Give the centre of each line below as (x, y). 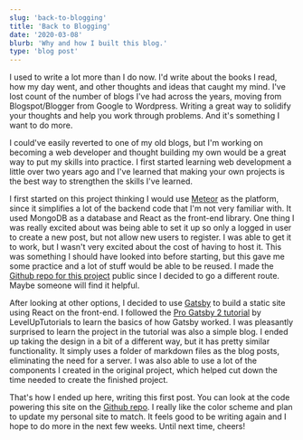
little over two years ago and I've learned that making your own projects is (147, 172)
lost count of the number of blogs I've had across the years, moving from (146, 97)
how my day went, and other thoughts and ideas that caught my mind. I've (148, 87)
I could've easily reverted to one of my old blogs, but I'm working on (137, 143)
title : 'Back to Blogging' (60, 26)
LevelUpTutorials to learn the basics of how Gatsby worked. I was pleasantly (151, 322)
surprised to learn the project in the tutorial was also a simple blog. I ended (149, 332)
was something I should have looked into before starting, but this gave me (147, 257)
